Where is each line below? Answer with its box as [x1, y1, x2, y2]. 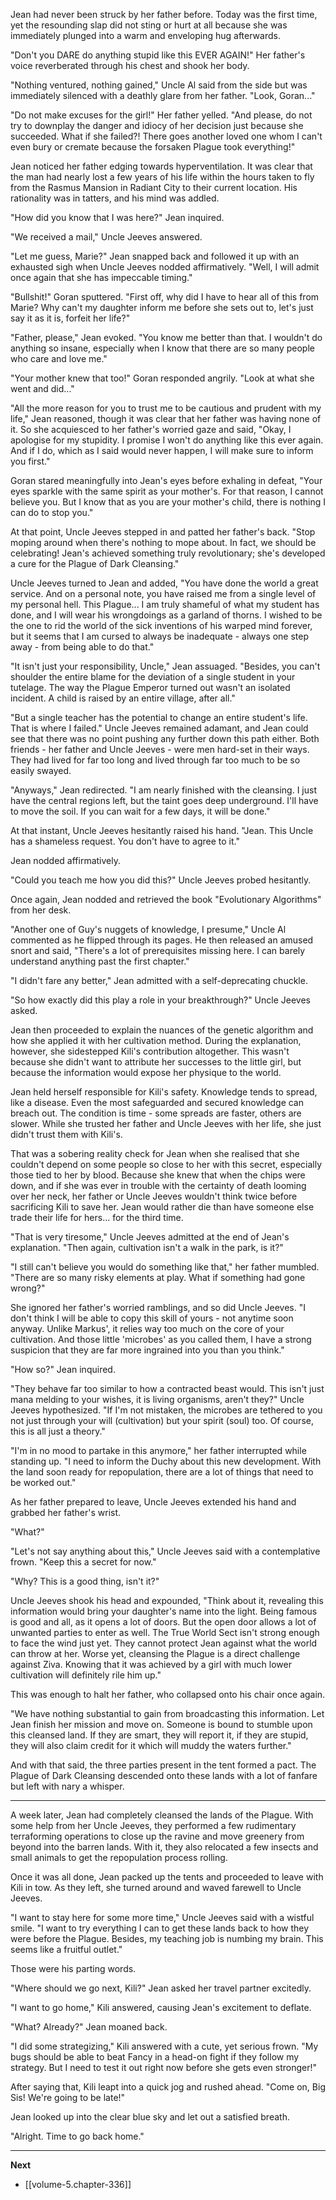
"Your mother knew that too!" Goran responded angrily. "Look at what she [10, 372, 315, 384]
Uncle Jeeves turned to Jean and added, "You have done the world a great [10, 577, 319, 589]
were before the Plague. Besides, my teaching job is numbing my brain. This [10, 1933, 324, 1944]
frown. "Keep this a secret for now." [10, 1556, 157, 1568]
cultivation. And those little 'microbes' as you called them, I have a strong [10, 1334, 312, 1345]
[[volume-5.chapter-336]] [24, 2179, 132, 2190]
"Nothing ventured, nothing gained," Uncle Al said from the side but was [10, 79, 308, 91]
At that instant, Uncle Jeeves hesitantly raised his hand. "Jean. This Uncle [10, 825, 314, 836]
